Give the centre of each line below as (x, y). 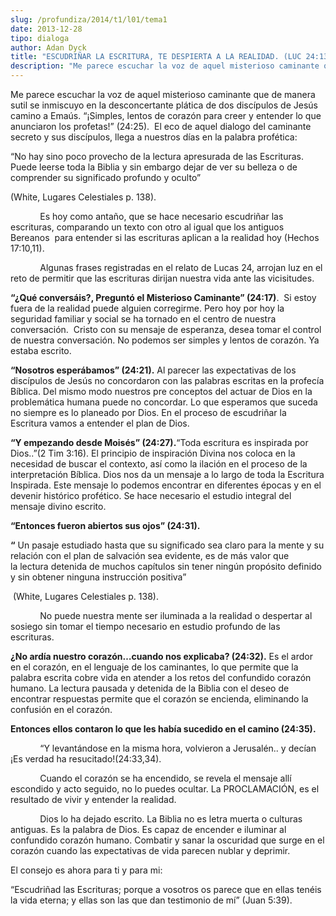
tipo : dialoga (40, 38)
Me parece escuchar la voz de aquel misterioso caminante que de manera (163, 94)
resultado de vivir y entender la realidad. (93, 799)
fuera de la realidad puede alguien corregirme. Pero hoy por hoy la (147, 308)
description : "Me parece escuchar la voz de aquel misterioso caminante (165, 66)
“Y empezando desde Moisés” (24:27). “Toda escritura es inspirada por (159, 442)
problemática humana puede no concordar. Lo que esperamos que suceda (164, 402)
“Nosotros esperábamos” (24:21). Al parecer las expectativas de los (153, 370)
